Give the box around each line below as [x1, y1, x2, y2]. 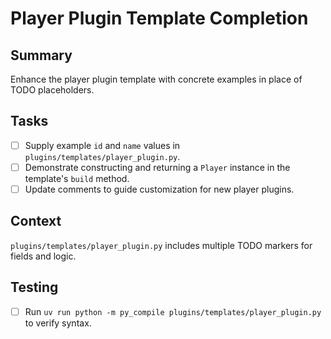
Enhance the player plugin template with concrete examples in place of [10, 73, 303, 85]
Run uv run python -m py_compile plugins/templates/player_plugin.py [24, 305, 322, 317]
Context [10, 213, 62, 230]
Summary [10, 47, 73, 64]
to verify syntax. [24, 317, 92, 329]
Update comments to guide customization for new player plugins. [24, 183, 295, 195]
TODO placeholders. [10, 84, 95, 96]
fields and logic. [10, 250, 77, 262]
